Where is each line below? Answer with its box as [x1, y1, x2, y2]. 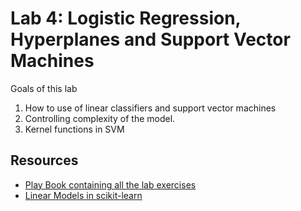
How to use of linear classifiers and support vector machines [24, 102, 277, 114]
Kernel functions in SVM [24, 123, 125, 135]
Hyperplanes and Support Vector [10, 28, 291, 51]
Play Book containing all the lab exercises [24, 178, 197, 191]
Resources [10, 152, 79, 169]
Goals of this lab [10, 82, 78, 94]
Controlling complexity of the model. [24, 112, 176, 124]
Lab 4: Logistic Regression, [10, 7, 242, 30]
